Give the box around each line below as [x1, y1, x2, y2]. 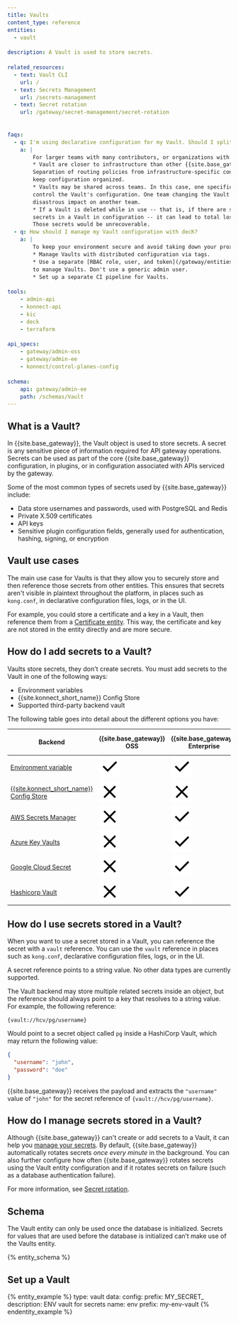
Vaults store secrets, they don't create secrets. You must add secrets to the [7, 664, 227, 673]
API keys [17, 519, 44, 528]
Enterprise [188, 741, 220, 750]
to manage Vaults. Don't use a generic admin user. [33, 266, 189, 273]
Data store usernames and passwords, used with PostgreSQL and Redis [17, 504, 228, 513]
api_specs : [7, 341, 40, 348]
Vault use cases [7, 555, 79, 567]
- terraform [20, 326, 55, 333]
